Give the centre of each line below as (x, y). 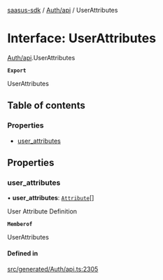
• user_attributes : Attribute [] (51, 198)
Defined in (23, 253)
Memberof (20, 224)
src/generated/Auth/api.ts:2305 (53, 269)
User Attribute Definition (42, 211)
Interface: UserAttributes (81, 38)
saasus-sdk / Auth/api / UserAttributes (63, 10)
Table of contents (46, 105)
